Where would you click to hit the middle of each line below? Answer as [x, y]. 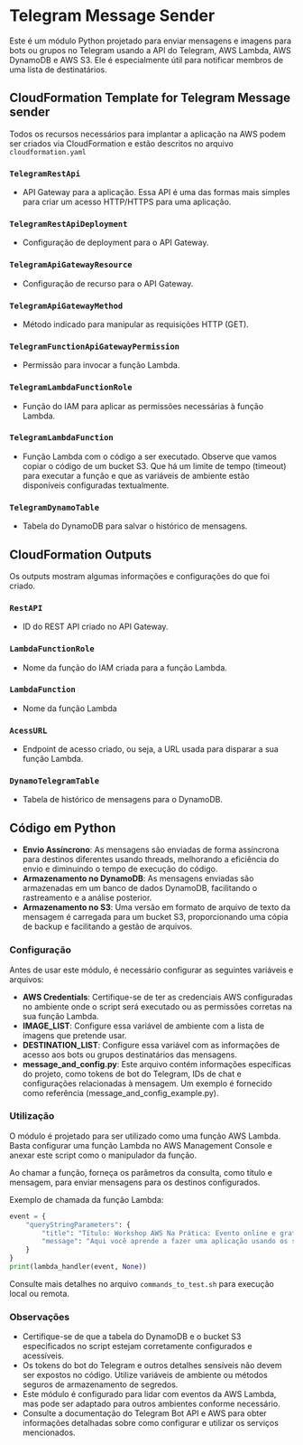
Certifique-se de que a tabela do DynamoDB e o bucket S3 [132, 1337]
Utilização [32, 1116]
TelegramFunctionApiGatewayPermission [95, 346]
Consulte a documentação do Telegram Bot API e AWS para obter [145, 1413]
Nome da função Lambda [69, 708]
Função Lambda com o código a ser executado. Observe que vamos [149, 456]
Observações [40, 1317]
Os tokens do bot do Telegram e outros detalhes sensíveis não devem [152, 1365]
